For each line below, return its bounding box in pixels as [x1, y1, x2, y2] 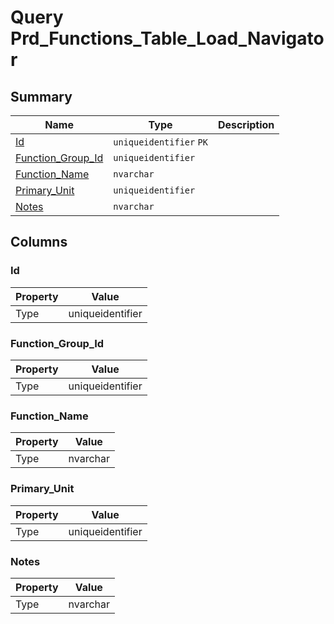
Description [217, 118, 275, 131]
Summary [10, 88, 73, 105]
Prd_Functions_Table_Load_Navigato [10, 27, 325, 50]
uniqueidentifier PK [113, 137, 208, 148]
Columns [10, 234, 68, 251]
